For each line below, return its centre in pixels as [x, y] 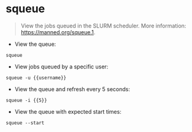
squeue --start [25, 123]
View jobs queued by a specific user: [61, 67]
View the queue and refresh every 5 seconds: [72, 89]
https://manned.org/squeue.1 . [58, 32]
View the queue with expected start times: [68, 111]
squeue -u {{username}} [36, 78]
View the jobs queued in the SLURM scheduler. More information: [103, 26]
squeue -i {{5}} [26, 100]
